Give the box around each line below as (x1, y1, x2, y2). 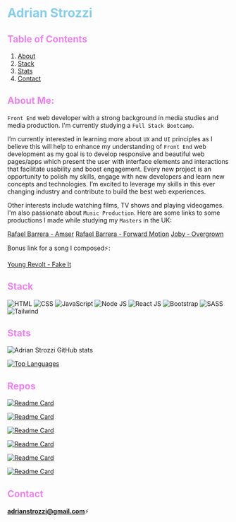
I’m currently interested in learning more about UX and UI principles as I (7, 134, 213, 143)
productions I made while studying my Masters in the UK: (7, 215, 173, 224)
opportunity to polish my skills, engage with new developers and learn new (7, 172, 225, 181)
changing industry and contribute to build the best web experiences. (7, 187, 206, 196)
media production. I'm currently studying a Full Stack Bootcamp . (7, 121, 194, 129)
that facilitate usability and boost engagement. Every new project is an (7, 165, 211, 173)
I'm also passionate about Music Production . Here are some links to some (7, 208, 221, 217)
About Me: (7, 95, 55, 107)
